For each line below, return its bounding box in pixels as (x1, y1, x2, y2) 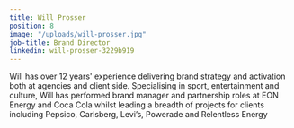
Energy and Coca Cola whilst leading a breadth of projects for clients (9, 99, 265, 110)
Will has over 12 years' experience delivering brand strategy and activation (9, 71, 286, 81)
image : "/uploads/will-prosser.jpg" (9, 30, 147, 38)
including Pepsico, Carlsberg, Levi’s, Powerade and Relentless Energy (9, 109, 268, 120)
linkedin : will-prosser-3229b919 (9, 47, 135, 55)
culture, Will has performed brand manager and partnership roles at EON (9, 90, 279, 101)
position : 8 (9, 21, 54, 30)
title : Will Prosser (9, 13, 87, 22)
